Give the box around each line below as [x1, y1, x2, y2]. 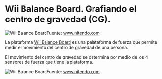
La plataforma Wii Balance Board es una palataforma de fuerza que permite [5, 39, 158, 45]
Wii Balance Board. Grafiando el [5, 3, 137, 15]
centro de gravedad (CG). [5, 14, 111, 25]
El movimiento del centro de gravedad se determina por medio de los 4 [5, 54, 148, 59]
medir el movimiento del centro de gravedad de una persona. [5, 44, 128, 50]
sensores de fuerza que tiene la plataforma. [5, 59, 93, 65]
